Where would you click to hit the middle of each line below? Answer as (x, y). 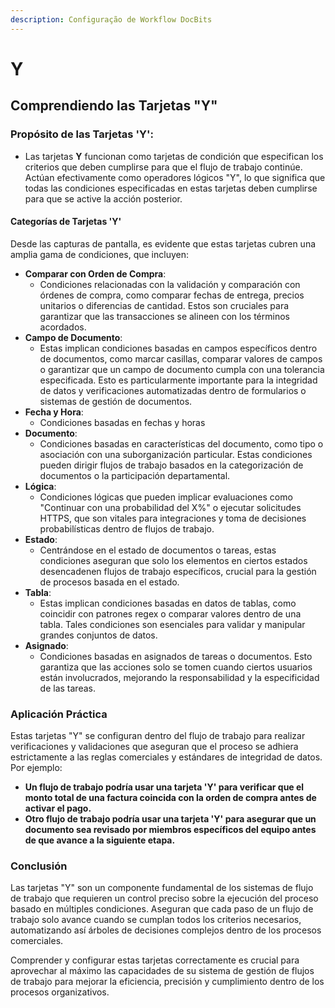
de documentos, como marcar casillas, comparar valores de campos (181, 358)
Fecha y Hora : (54, 412)
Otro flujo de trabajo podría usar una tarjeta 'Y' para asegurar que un (170, 819)
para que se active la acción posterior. (103, 198)
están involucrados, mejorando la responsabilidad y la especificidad (179, 677)
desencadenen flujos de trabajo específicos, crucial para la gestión (178, 571)
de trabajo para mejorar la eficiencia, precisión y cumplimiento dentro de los (167, 982)
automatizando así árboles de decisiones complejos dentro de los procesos (166, 930)
